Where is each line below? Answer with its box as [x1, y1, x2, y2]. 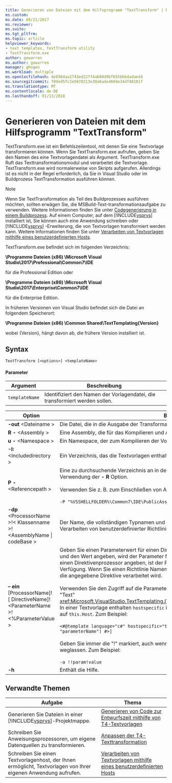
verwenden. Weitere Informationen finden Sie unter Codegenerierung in [5, 207, 157, 213]
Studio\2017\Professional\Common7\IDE [5, 260, 94, 266]
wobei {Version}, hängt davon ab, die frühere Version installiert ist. [5, 330, 146, 336]
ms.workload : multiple [5, 70, 54, 75]
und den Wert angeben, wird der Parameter [59, 553, 164, 560]
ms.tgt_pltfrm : [5, 31, 38, 36]
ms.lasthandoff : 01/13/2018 [5, 93, 66, 99]
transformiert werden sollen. [44, 397, 113, 404]
